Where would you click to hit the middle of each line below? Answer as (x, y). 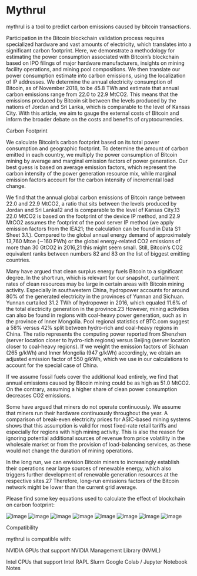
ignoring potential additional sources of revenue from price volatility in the (96, 438)
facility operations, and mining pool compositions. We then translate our (93, 69)
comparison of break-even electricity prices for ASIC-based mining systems (98, 419)
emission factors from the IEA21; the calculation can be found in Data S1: (94, 229)
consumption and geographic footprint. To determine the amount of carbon (97, 148)
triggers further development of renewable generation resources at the (92, 474)
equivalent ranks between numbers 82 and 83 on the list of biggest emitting (98, 253)
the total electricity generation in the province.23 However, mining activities (98, 309)
